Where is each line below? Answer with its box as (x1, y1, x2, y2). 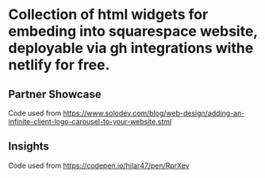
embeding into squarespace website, (8, 22, 258, 40)
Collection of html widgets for (8, 6, 209, 24)
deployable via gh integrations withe (8, 40, 254, 57)
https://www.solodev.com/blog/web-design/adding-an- (63, 108, 245, 118)
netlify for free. (8, 56, 110, 74)
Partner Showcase (8, 87, 102, 100)
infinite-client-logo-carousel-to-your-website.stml (8, 117, 172, 126)
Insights (8, 140, 50, 153)
